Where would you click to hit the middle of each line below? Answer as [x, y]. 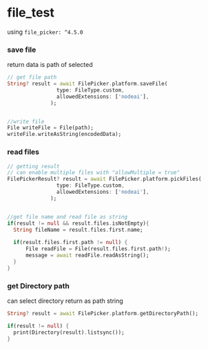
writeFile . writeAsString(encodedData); [64, 134]
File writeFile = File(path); [51, 128]
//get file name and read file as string [67, 217]
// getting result [33, 166]
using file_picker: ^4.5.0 [45, 32]
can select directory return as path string [65, 301]
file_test [31, 13]
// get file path [32, 77]
